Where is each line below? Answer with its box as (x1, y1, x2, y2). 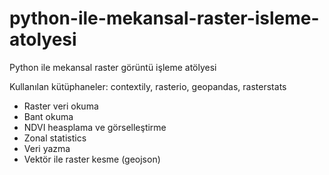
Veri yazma (23, 142, 71, 154)
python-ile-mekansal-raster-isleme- (9, 7, 320, 30)
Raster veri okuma (23, 100, 99, 112)
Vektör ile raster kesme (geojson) (23, 153, 161, 165)
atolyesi (9, 28, 77, 51)
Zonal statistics (23, 132, 87, 144)
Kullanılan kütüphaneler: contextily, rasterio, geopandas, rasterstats (9, 80, 287, 92)
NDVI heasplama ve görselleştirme (23, 121, 167, 133)
